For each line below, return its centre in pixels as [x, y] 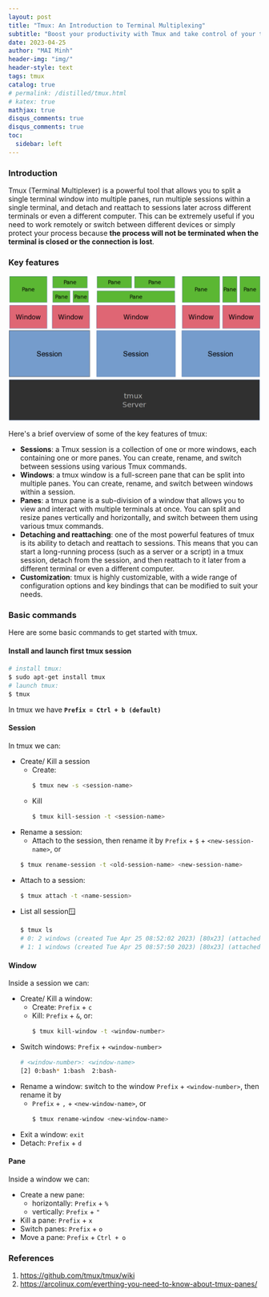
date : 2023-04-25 [37, 43]
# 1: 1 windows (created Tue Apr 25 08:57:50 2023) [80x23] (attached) [142, 947]
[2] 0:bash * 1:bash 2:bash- [68, 1071]
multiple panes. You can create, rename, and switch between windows [137, 483]
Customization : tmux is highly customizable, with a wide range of [128, 577]
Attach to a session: [52, 880]
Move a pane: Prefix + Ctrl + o [73, 1237]
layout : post [30, 17]
